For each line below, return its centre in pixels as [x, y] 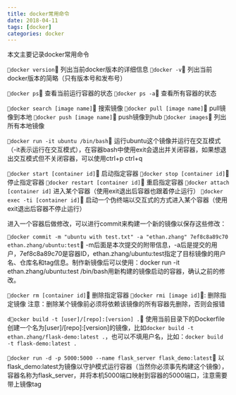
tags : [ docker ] [30, 27]
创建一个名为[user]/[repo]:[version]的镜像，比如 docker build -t [100, 328]
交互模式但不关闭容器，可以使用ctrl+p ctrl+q [78, 159]
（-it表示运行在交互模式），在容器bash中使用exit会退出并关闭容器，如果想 [114, 150]
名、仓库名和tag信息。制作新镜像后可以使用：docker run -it [93, 262]
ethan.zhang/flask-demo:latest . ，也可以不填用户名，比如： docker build [115, 336]
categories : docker [36, 34]
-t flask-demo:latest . [42, 344]
